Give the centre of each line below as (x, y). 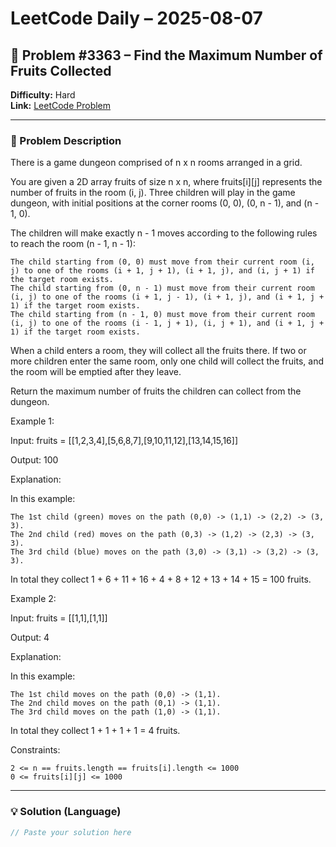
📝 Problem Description (66, 140)
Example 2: (33, 599)
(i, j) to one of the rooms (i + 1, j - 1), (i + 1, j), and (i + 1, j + (167, 297)
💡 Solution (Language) (66, 812)
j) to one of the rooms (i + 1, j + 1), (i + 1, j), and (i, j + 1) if (162, 271)
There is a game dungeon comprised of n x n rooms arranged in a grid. (156, 163)
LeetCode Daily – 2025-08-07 (136, 18)
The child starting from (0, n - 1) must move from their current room (162, 288)
